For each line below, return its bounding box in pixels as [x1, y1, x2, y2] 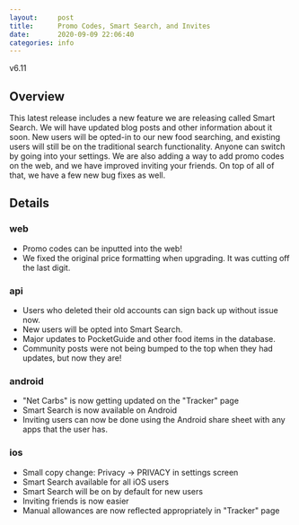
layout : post [9, 13, 75, 22]
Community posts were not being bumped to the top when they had [22, 343, 274, 354]
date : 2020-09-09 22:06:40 [9, 30, 135, 39]
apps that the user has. [22, 424, 108, 435]
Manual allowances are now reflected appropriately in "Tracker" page [22, 504, 280, 516]
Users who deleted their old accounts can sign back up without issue [22, 305, 278, 316]
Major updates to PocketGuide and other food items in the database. [22, 334, 277, 345]
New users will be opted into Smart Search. [22, 324, 183, 335]
